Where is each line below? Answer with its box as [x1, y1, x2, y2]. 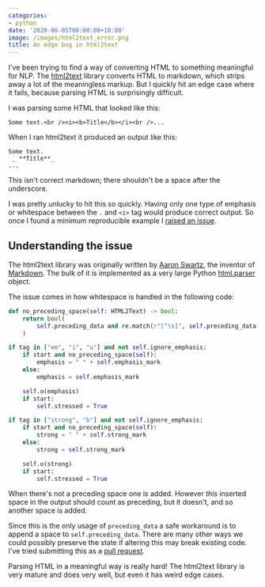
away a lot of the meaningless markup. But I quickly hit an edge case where [8, 80, 255, 89]
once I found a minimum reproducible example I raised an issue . [8, 216, 217, 225]
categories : [8, 11, 47, 20]
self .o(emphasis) [22, 387, 80, 396]
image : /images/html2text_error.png [8, 33, 129, 42]
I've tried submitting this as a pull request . [8, 547, 145, 556]
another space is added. [8, 506, 88, 515]
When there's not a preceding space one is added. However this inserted [8, 489, 247, 498]
